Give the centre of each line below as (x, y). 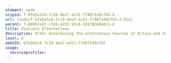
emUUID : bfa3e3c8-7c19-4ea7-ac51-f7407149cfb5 (55, 43)
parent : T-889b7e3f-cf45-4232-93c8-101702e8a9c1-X (60, 24)
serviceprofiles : (28, 52)
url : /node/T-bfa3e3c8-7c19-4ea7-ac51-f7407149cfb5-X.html (69, 19)
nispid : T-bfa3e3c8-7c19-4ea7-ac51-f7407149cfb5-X (60, 15)
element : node (20, 10)
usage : (12, 48)
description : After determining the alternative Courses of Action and (83, 34)
